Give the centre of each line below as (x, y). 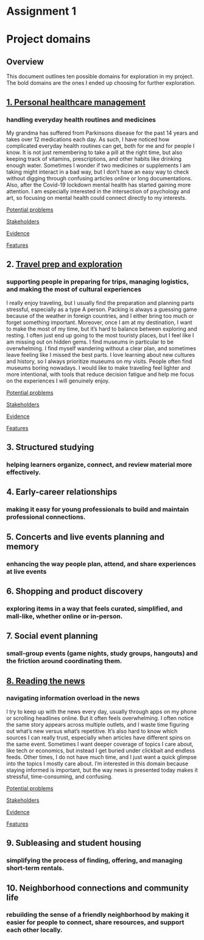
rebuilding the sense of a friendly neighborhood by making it (98, 915)
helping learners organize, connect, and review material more (99, 464)
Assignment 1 (41, 11)
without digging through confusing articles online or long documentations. (99, 178)
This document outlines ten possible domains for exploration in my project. (100, 76)
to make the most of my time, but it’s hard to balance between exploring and (102, 329)
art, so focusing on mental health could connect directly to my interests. (97, 197)
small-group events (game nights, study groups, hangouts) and (102, 653)
